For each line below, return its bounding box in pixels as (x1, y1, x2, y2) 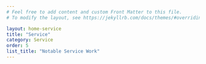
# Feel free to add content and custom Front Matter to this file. (6, 9, 183, 15)
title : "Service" (6, 31, 51, 37)
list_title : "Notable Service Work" (6, 48, 100, 55)
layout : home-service (6, 26, 62, 32)
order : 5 (6, 43, 29, 49)
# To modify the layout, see (6, 15, 81, 21)
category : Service (6, 37, 53, 43)
